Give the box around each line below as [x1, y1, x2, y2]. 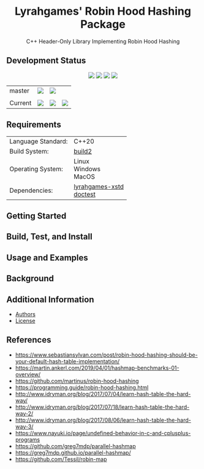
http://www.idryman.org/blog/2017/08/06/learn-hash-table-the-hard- [15, 416, 191, 424]
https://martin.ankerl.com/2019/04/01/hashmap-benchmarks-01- [15, 364, 179, 371]
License [15, 317, 36, 324]
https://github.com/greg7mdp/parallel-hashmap [15, 442, 136, 449]
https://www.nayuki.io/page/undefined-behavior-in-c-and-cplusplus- [15, 429, 191, 436]
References [6, 335, 51, 345]
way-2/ [15, 409, 34, 417]
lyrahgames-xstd [73, 182, 124, 191]
